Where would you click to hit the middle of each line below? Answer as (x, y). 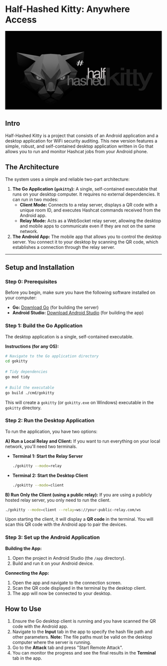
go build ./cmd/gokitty (30, 393)
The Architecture (32, 167)
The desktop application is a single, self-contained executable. (69, 336)
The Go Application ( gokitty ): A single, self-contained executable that (85, 189)
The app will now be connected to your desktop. (62, 593)
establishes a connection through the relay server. (64, 247)
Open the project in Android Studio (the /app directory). (69, 558)
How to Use (23, 609)
